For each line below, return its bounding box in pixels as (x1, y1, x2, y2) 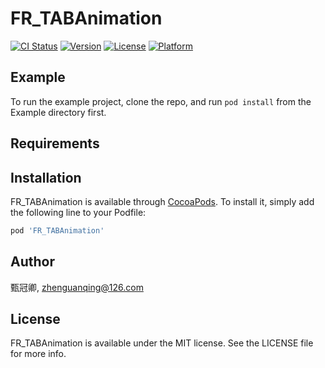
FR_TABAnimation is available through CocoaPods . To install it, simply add (10, 195, 315, 207)
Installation (10, 169, 82, 186)
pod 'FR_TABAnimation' (10, 225, 105, 236)
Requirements (10, 135, 100, 152)
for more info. (10, 348, 67, 360)
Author (10, 253, 55, 271)
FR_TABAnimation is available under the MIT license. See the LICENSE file (10, 337, 314, 349)
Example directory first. (10, 106, 107, 118)
